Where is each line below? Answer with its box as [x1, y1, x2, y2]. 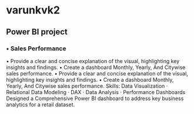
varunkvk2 [6, 4, 61, 17]
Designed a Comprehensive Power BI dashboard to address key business [6, 95, 184, 102]
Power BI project [6, 27, 68, 37]
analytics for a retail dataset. [6, 101, 75, 108]
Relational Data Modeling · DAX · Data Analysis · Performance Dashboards [6, 88, 186, 95]
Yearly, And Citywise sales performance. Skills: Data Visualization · [6, 82, 168, 89]
